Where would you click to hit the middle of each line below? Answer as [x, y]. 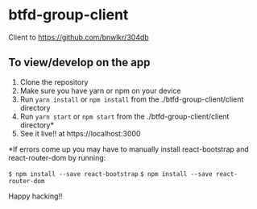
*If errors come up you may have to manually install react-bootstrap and [129, 149]
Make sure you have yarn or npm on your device [100, 90]
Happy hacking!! [35, 196]
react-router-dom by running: [57, 157]
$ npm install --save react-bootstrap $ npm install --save [110, 174]
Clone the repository [54, 82]
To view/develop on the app [79, 63]
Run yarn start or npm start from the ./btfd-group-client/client [124, 116]
